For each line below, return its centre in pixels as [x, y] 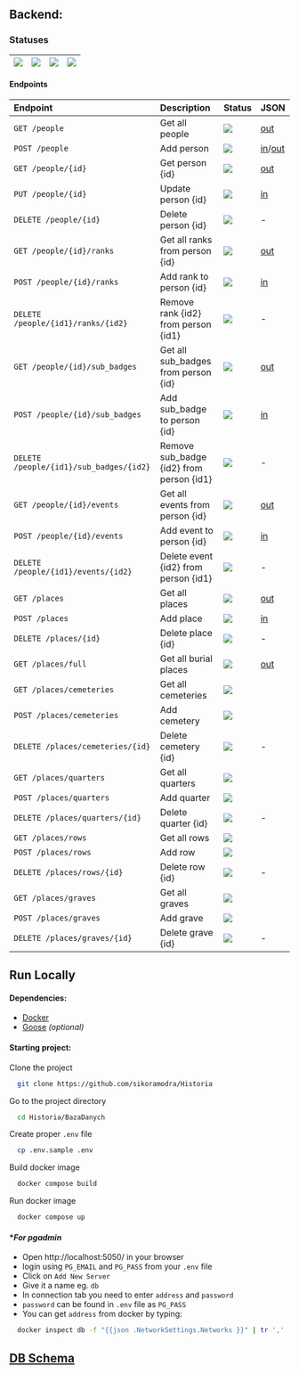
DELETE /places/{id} [57, 638]
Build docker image [44, 1167]
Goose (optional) [53, 1027]
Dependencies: [38, 998]
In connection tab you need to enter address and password [128, 1295]
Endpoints [28, 85]
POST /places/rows [53, 852]
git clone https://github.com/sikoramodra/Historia [115, 1084]
